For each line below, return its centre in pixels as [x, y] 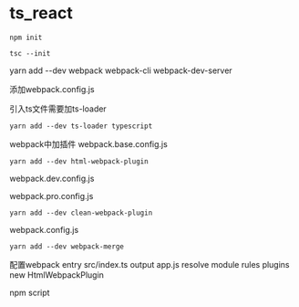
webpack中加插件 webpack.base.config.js [89, 143]
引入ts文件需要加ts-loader [58, 109]
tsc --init [30, 53]
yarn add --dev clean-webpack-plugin [81, 213]
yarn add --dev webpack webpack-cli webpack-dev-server [121, 70]
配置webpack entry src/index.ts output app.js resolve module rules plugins [149, 264]
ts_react [41, 13]
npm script [30, 292]
